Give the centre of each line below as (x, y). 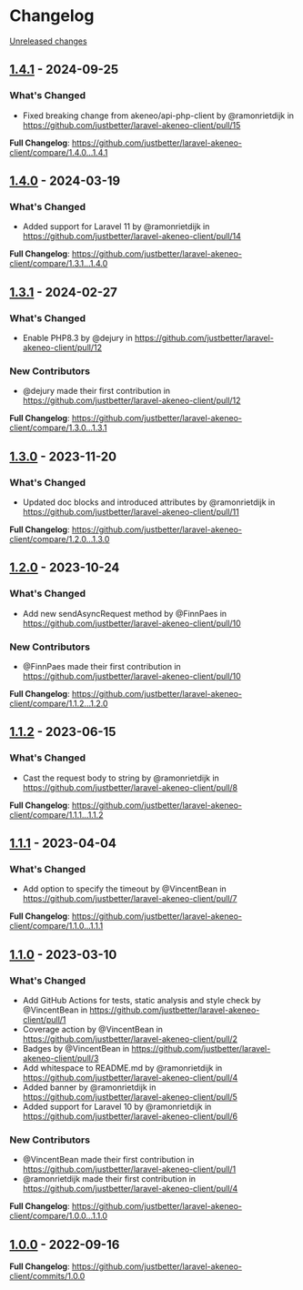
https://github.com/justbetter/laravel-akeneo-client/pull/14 (131, 237)
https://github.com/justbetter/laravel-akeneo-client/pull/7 (130, 899)
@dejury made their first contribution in (96, 391)
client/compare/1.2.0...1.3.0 (60, 539)
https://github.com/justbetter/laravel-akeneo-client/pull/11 (131, 511)
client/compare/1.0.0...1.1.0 (58, 1216)
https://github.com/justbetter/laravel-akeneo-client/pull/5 (130, 1097)
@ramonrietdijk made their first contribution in (109, 1179)
